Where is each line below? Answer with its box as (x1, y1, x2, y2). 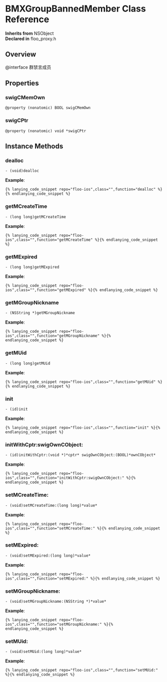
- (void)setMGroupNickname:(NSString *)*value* (5, 599, 107, 604)
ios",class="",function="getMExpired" (5, 288, 86, 293)
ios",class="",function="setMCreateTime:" (5, 525, 95, 531)
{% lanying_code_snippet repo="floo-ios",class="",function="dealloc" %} (5, 187, 163, 192)
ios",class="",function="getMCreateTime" (5, 237, 93, 242)
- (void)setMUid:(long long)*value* (5, 649, 82, 654)
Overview (5, 50, 37, 59)
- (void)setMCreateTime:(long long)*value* (5, 503, 98, 508)
